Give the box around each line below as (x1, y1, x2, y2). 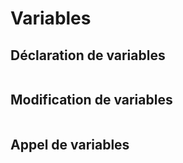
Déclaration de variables (10, 47, 166, 64)
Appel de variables (10, 137, 130, 154)
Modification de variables (10, 92, 173, 109)
